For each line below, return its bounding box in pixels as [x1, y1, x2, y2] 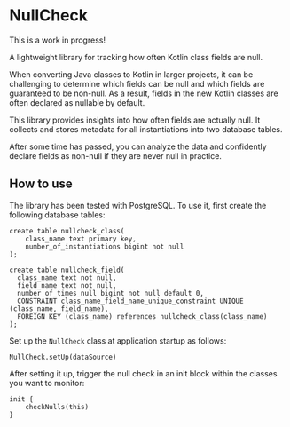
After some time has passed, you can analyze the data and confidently [9, 141, 268, 152]
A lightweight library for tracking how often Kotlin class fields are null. [9, 51, 263, 62]
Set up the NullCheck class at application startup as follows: [9, 335, 227, 346]
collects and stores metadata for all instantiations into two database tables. [9, 123, 283, 134]
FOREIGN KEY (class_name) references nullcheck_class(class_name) [17, 312, 268, 320]
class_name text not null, [17, 273, 117, 282]
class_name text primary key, [25, 234, 137, 243]
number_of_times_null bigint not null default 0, [17, 289, 204, 297]
